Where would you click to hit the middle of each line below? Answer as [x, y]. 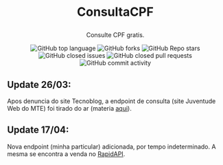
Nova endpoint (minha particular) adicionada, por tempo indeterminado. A [111, 146]
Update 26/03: [39, 84]
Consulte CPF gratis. [115, 35]
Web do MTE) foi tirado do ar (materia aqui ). [69, 108]
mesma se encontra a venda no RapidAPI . [66, 154]
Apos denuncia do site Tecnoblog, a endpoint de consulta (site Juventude [111, 101]
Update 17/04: [38, 130]
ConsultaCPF [115, 12]
